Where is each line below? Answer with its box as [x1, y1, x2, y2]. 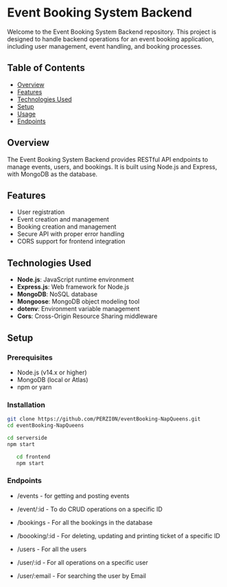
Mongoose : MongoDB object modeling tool [16, 297, 140, 306]
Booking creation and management [16, 222, 117, 231]
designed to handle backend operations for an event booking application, [7, 34, 214, 43]
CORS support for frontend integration [16, 237, 126, 246]
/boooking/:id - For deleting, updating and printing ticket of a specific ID [16, 531, 221, 540]
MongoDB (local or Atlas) [16, 375, 88, 383]
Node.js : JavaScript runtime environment [16, 275, 134, 284]
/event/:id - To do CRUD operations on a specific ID [16, 504, 163, 513]
